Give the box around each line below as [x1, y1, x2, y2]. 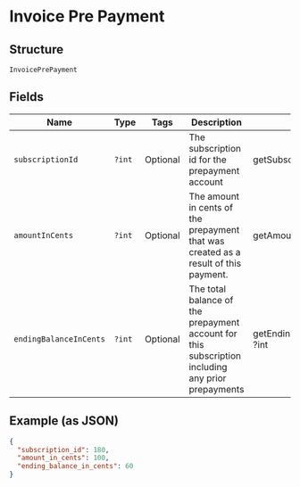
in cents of [188, 201, 234, 213]
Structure [9, 42, 64, 57]
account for [188, 327, 238, 340]
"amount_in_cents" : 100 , [17, 453, 110, 463]
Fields [9, 89, 45, 104]
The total [188, 283, 226, 295]
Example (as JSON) [9, 413, 119, 429]
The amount [188, 190, 239, 202]
